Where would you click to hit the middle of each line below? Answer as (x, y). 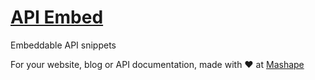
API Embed (57, 17)
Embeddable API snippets (63, 45)
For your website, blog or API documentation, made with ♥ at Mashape (157, 64)
